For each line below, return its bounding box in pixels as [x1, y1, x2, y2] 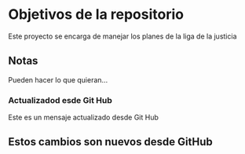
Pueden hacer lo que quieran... [8, 75, 108, 84]
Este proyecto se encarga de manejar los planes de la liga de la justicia [8, 31, 237, 41]
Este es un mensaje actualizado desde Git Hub [8, 112, 159, 123]
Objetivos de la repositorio [8, 5, 185, 24]
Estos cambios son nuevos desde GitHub [8, 135, 214, 148]
